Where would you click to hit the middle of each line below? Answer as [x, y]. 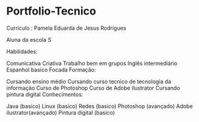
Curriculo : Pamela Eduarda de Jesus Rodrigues [66, 28]
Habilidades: [22, 51]
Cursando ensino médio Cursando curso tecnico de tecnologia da [89, 81]
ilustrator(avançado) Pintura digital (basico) [61, 112]
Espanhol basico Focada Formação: [51, 69]
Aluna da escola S [29, 39]
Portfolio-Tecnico [51, 11]
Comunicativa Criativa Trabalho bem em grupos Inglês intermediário [92, 63]
